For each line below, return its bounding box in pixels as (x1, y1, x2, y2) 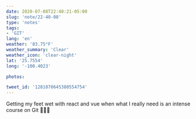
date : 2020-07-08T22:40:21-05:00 (6, 8, 88, 15)
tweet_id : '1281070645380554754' (6, 84, 88, 90)
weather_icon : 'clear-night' (6, 52, 77, 58)
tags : (6, 25, 19, 31)
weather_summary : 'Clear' (6, 47, 69, 53)
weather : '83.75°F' (6, 42, 54, 47)
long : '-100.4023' (6, 63, 51, 69)
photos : (6, 74, 25, 80)
